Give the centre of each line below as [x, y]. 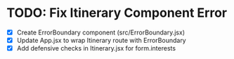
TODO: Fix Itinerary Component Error [117, 13]
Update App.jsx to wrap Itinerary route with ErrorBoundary [102, 40]
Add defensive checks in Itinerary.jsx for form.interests [96, 48]
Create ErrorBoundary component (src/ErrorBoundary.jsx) [101, 32]
